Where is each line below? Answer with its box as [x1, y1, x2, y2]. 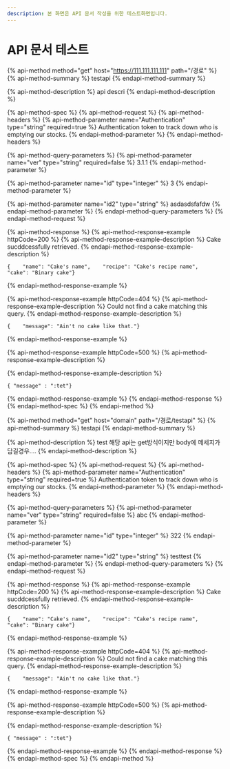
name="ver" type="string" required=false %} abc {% [7, 511, 158, 519]
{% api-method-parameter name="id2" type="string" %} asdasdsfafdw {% [7, 200, 221, 208]
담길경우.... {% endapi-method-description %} [7, 446, 137, 455]
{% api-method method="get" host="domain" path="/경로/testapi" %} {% [7, 416, 216, 424]
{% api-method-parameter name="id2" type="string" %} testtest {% [7, 552, 202, 560]
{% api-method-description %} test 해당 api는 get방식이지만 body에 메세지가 [7, 438, 220, 446]
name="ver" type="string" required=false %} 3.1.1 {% [7, 158, 158, 167]
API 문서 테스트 [7, 42, 89, 57]
